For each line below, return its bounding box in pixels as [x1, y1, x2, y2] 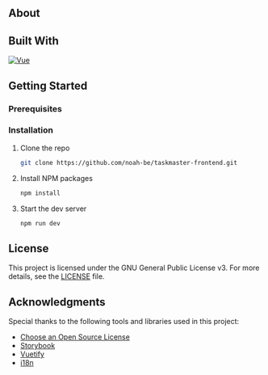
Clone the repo [19, 143, 70, 153]
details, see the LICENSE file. [8, 272, 105, 281]
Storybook [19, 341, 56, 351]
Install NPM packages [19, 173, 93, 183]
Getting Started [8, 78, 88, 92]
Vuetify [19, 349, 44, 359]
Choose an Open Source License [19, 332, 131, 342]
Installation [8, 124, 54, 136]
